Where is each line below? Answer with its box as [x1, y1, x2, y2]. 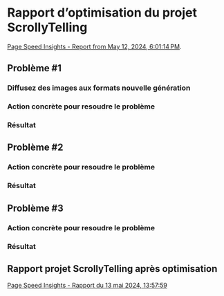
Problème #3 [7, 202, 64, 214]
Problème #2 [7, 142, 64, 154]
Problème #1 [7, 62, 62, 74]
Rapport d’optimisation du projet [7, 5, 198, 21]
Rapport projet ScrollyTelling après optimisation [7, 263, 218, 275]
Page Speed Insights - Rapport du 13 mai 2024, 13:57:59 [7, 281, 167, 290]
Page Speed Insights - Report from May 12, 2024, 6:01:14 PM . [7, 42, 182, 50]
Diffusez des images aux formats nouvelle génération [7, 83, 191, 93]
